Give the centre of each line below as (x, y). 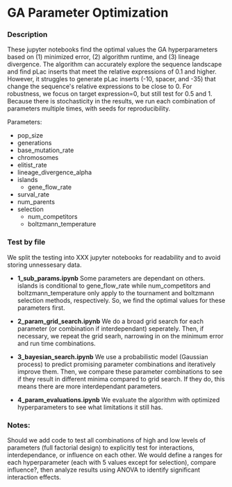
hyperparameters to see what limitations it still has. (90, 407)
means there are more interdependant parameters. (90, 386)
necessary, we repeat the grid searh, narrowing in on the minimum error (120, 336)
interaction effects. (34, 477)
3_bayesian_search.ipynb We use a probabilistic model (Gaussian (113, 356)
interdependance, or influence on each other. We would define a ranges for (115, 455)
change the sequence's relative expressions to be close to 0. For (100, 86)
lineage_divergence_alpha (55, 172)
